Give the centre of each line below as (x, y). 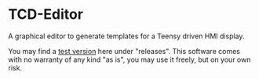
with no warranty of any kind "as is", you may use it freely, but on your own (129, 59)
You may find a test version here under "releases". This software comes (124, 51)
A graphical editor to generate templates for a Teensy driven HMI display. (126, 36)
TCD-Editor (46, 14)
